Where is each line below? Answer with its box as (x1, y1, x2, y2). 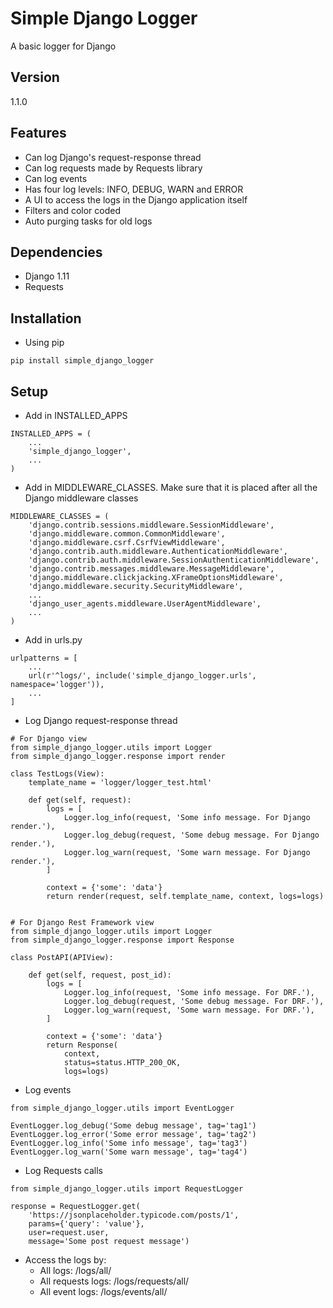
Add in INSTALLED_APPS (24, 410, 128, 421)
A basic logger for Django (10, 40, 117, 52)
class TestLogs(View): (10, 769, 105, 779)
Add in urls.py (24, 634, 83, 646)
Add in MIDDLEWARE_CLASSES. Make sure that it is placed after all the (24, 482, 318, 493)
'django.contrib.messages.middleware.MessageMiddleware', (28, 564, 275, 574)
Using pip (24, 337, 65, 349)
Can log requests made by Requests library (24, 162, 203, 174)
